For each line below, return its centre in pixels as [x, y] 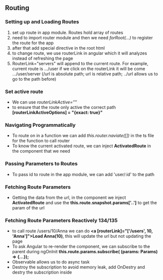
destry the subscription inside [42, 272]
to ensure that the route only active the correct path [64, 107]
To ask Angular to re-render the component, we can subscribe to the [81, 246]
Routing [17, 8]
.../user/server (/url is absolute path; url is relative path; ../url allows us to [85, 74]
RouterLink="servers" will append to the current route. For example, [80, 63]
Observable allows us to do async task [51, 262]
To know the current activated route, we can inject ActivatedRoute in [81, 146]
